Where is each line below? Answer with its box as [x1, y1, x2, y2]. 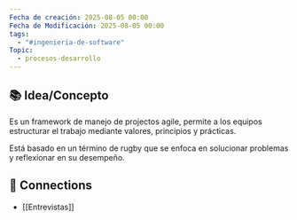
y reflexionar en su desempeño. [9, 152, 126, 162]
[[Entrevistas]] [21, 201, 74, 212]
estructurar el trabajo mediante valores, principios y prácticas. [9, 125, 237, 136]
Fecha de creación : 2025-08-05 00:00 [9, 12, 149, 22]
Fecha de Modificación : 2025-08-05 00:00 [9, 21, 165, 30]
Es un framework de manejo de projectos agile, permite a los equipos [9, 116, 263, 127]
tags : [9, 29, 29, 38]
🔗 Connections [9, 178, 93, 193]
